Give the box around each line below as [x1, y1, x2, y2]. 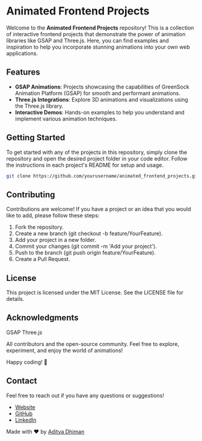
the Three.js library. [14, 102, 64, 109]
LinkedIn [14, 416, 37, 424]
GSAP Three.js [6, 328, 43, 336]
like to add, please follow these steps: [6, 212, 100, 219]
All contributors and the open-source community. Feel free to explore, [6, 340, 179, 347]
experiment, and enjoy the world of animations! [6, 347, 123, 354]
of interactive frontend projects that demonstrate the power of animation [6, 30, 186, 37]
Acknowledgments [6, 313, 79, 323]
